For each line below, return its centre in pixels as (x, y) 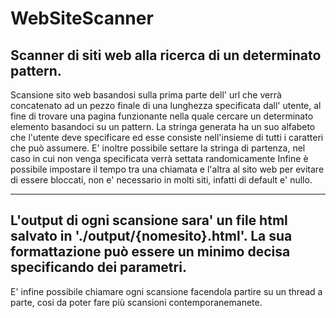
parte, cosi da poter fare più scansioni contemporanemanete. (136, 302)
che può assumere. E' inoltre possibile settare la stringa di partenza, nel (158, 148)
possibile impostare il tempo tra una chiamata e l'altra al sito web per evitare (167, 169)
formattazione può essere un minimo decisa (150, 252)
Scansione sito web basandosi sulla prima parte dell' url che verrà (146, 95)
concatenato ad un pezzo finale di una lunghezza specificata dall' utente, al (166, 105)
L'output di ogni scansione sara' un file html (149, 220)
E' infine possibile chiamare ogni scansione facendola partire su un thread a (166, 291)
